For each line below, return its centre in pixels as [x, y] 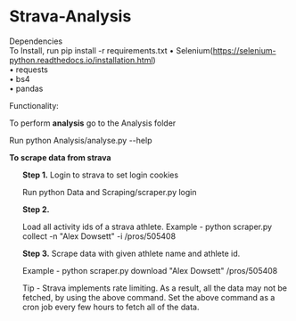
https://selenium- [244, 50]
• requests [29, 70]
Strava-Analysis [70, 16]
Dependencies [36, 41]
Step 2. [36, 209]
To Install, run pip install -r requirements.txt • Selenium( [111, 50]
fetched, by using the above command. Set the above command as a [148, 297]
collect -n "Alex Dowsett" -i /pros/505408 [99, 236]
